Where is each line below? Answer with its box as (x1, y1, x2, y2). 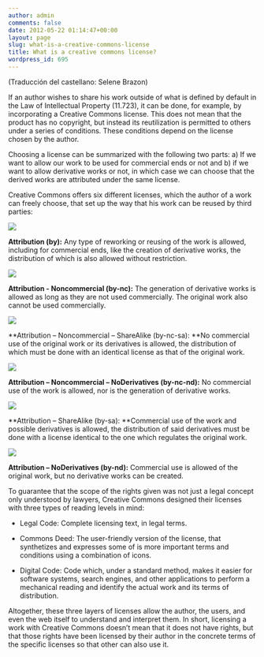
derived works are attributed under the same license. (8, 174, 180, 184)
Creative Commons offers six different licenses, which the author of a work (8, 190, 252, 200)
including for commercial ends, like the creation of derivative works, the (8, 245, 242, 255)
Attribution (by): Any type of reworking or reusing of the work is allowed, (8, 237, 247, 246)
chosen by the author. (8, 134, 80, 144)
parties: (8, 207, 33, 216)
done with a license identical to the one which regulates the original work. (8, 432, 247, 442)
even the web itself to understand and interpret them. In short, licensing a (8, 614, 247, 624)
